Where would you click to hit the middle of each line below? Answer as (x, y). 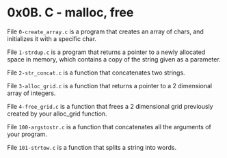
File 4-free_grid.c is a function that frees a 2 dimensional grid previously (110, 106)
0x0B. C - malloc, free (70, 13)
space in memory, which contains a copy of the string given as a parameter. (114, 59)
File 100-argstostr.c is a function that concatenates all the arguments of (109, 127)
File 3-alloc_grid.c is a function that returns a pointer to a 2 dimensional (110, 85)
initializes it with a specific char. (52, 38)
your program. (27, 134)
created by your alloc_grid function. (57, 114)
